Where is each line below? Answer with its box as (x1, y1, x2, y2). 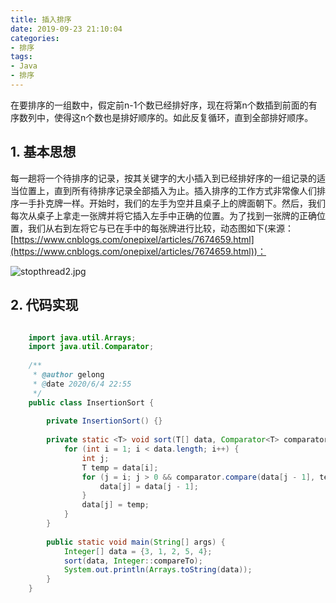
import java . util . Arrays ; (28, 332, 137, 343)
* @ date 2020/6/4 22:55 (32, 379, 132, 389)
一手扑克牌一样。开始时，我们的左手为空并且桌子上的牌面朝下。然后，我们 (18, 197, 326, 209)
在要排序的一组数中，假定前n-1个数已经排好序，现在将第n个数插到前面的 (10, 99, 309, 111)
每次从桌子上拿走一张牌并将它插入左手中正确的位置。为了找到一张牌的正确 (10, 209, 317, 221)
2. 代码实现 (10, 297, 79, 314)
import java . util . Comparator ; (28, 342, 155, 352)
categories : (10, 33, 60, 43)
